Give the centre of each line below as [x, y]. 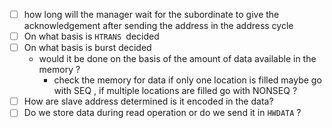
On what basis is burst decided [87, 48]
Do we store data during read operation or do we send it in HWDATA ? [162, 113]
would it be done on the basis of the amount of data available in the [177, 59]
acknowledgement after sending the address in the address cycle [158, 26]
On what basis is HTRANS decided [91, 36]
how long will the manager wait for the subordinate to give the [151, 14]
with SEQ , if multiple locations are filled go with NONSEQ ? [175, 91]
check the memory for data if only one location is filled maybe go [187, 80]
